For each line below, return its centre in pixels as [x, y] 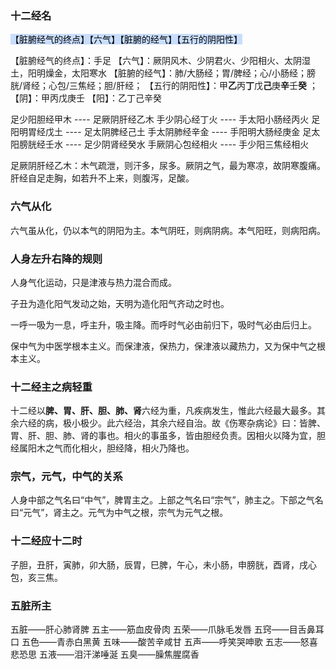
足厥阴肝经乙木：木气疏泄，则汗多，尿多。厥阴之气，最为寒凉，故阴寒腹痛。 [168, 166]
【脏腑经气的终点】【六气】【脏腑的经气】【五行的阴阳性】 [126, 39]
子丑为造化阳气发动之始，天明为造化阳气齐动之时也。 [120, 303]
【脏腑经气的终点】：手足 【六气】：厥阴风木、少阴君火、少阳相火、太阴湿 [160, 61]
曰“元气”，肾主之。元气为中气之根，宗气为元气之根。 [119, 513]
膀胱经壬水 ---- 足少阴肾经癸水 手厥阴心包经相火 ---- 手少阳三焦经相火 [164, 144]
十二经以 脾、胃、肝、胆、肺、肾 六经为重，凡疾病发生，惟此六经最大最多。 [163, 411]
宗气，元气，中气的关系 [66, 477]
